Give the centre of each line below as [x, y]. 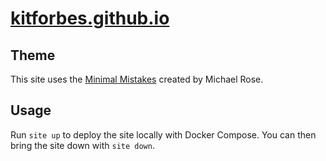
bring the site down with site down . [82, 145]
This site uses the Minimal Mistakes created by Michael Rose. [137, 79]
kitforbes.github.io [90, 18]
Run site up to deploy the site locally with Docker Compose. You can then [163, 134]
